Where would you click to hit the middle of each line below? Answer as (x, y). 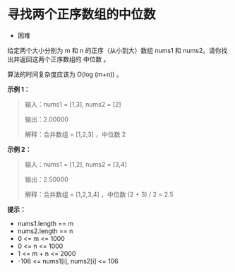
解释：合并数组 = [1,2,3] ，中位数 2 (75, 134)
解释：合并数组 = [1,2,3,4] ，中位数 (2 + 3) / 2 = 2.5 (99, 194)
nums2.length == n (45, 231)
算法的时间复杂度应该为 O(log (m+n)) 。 (65, 74)
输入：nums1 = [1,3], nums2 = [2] (73, 104)
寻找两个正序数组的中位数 (82, 14)
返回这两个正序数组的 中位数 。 (65, 59)
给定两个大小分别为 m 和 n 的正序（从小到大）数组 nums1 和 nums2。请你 (114, 50)
